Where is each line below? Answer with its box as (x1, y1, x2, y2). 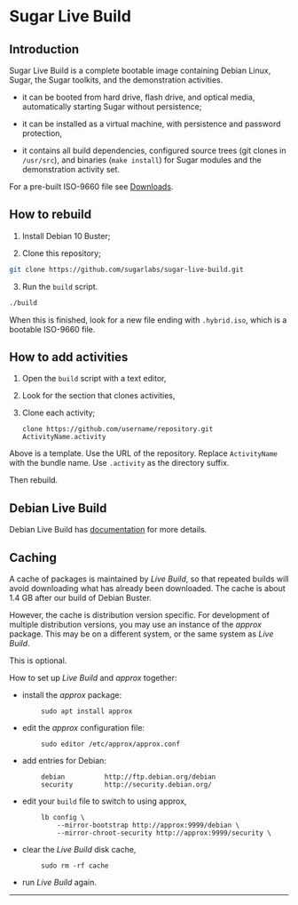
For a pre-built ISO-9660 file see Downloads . (9, 181, 174, 192)
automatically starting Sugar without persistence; (21, 101, 202, 112)
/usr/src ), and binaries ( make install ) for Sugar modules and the (21, 155, 262, 165)
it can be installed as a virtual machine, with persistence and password (21, 118, 281, 129)
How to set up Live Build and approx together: (9, 673, 177, 683)
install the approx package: (21, 690, 122, 700)
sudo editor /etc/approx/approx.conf (41, 740, 180, 749)
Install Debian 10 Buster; (21, 230, 111, 241)
